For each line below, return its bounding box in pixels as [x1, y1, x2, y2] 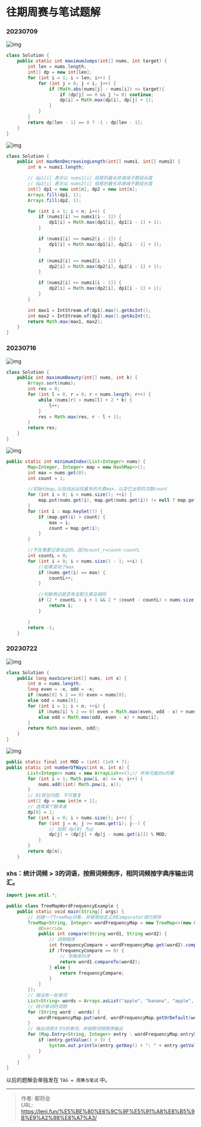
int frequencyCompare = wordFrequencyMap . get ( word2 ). [48, 942, 186, 948]
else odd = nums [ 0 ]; [28, 697, 79, 704]
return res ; [28, 425, 58, 431]
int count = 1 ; [28, 475, 66, 481]
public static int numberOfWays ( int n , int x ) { [6, 765, 130, 771]
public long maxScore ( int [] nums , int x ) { [17, 675, 127, 681]
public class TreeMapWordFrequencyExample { [6, 903, 119, 909]
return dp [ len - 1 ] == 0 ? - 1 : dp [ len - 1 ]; [28, 119, 144, 125]
